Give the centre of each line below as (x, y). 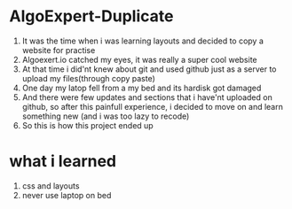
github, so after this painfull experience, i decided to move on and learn (153, 106)
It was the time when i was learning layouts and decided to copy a (143, 41)
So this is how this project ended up (87, 125)
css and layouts (51, 186)
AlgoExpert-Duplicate (91, 16)
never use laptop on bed (67, 195)
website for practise (59, 50)
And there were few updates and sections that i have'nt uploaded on (147, 97)
